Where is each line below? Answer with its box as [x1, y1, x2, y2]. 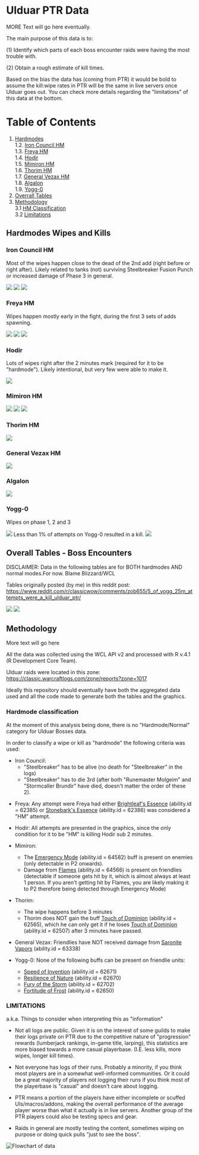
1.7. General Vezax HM [14, 173, 70, 180]
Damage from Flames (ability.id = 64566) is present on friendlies [23, 866, 182, 873]
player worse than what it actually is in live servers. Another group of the [14, 1106, 193, 1113]
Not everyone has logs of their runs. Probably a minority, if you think [14, 1063, 182, 1071]
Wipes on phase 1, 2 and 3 [6, 518, 71, 525]
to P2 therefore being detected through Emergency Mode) [23, 885, 166, 892]
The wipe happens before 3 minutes [23, 908, 113, 915]
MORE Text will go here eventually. [6, 23, 91, 30]
